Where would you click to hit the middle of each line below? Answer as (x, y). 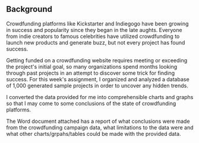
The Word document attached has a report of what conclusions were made (98, 121)
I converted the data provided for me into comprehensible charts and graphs (100, 97)
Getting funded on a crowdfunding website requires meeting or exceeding (97, 60)
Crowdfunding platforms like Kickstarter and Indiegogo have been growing (97, 23)
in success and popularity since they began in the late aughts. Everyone (94, 30)
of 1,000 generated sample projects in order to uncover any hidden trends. (97, 85)
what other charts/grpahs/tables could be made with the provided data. (94, 134)
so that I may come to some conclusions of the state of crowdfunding (91, 103)
